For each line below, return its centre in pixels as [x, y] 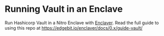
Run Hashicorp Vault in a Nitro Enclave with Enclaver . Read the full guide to [82, 23]
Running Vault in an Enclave [64, 9]
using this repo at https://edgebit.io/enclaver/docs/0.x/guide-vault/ [74, 28]
